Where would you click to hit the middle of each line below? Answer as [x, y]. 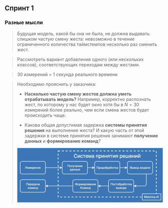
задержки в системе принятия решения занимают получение [91, 136]
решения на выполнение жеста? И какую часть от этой [84, 130]
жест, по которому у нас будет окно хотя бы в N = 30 [82, 105]
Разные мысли [24, 23]
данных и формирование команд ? [63, 141]
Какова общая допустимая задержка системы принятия [86, 125]
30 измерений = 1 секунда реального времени [67, 74]
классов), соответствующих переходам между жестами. [78, 64]
